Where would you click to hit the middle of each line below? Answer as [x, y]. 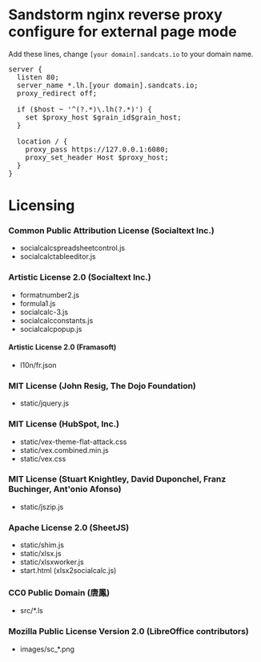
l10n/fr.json [38, 365]
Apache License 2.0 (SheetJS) [69, 527]
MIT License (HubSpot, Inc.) [64, 424]
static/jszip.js [42, 507]
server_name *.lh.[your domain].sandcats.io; [107, 85]
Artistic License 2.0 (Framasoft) [62, 347]
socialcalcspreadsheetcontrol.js [72, 248]
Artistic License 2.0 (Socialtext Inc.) [80, 277]
